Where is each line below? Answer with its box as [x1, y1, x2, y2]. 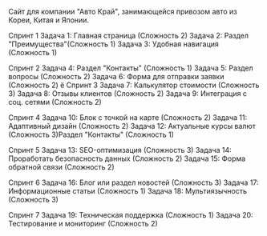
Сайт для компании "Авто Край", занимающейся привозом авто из [8, 7, 238, 16]
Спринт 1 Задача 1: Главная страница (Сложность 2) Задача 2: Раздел [8, 31, 249, 40]
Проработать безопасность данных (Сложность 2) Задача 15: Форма [8, 154, 246, 163]
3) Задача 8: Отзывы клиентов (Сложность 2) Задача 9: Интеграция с [8, 89, 247, 98]
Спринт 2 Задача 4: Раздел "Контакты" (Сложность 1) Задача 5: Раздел [8, 63, 254, 73]
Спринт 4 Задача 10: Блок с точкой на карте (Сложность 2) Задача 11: [8, 113, 248, 122]
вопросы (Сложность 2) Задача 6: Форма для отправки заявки [8, 72, 225, 81]
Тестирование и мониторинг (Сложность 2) [8, 219, 158, 228]
